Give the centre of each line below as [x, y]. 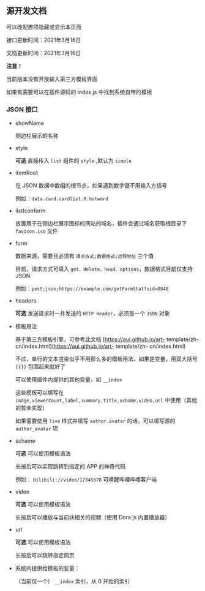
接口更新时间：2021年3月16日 [44, 40]
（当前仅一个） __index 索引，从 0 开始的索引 [73, 581]
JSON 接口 [22, 109]
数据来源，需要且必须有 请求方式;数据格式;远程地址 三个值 [84, 256]
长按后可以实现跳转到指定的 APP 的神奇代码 [70, 467]
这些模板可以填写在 [39, 393]
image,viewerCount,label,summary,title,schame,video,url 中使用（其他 [106, 401]
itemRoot [27, 173]
